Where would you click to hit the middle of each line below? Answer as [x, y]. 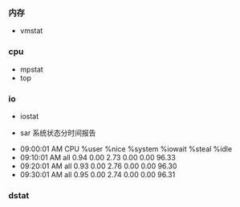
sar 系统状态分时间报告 [58, 132]
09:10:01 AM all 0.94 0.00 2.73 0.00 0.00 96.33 [98, 157]
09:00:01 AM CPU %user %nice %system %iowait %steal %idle [126, 149]
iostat [29, 116]
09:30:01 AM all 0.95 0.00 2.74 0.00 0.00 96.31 [98, 174]
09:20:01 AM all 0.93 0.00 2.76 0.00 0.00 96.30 [98, 166]
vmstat [31, 31]
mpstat [32, 69]
